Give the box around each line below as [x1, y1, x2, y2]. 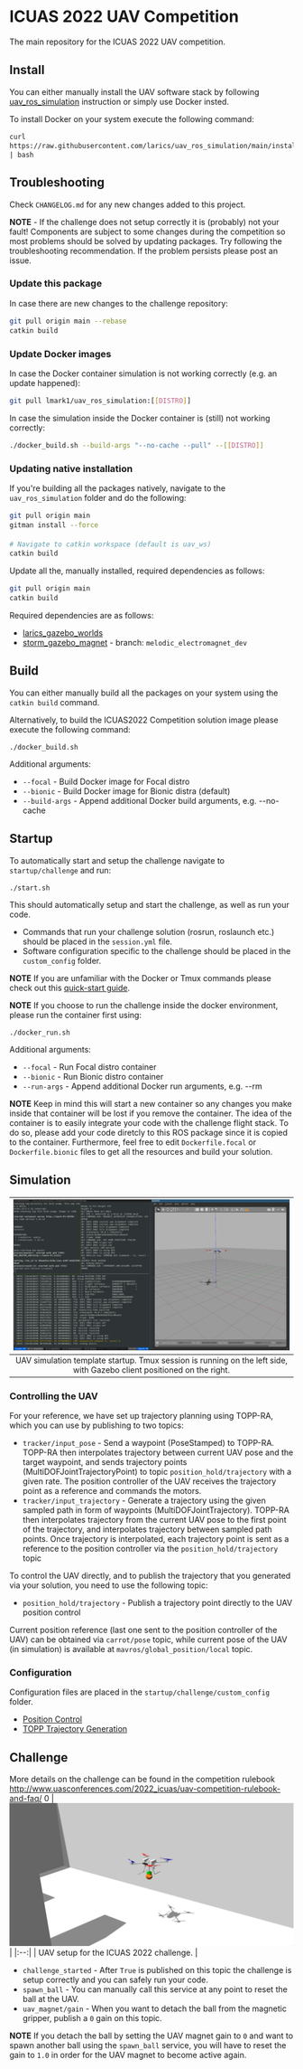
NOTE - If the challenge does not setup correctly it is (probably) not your [9, 216, 280, 227]
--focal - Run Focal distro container [22, 1061, 157, 1072]
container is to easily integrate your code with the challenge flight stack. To [9, 1117, 289, 1128]
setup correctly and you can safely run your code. [22, 1974, 209, 1986]
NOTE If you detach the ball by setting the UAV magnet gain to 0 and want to [9, 2030, 294, 2041]
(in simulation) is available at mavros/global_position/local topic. [9, 1644, 253, 1655]
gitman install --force [9, 520, 99, 530]
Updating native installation [9, 462, 133, 475]
